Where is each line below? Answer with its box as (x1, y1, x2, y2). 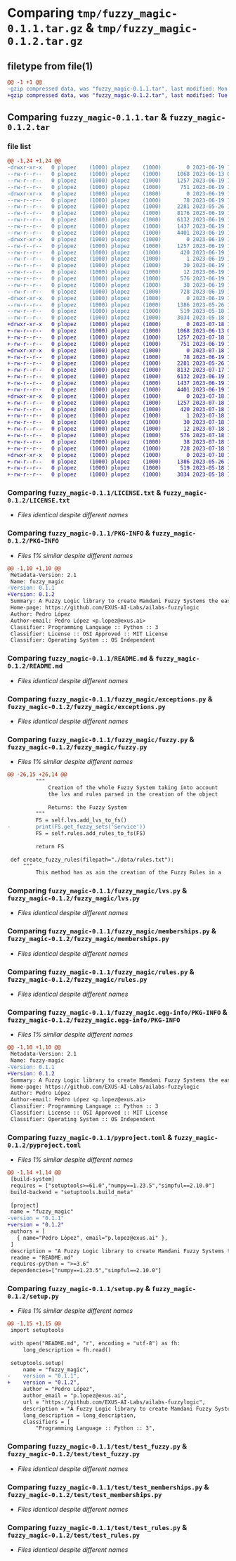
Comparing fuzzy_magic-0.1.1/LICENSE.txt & (7, 488, 162, 498)
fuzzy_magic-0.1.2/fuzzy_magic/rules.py (7, 976, 147, 983)
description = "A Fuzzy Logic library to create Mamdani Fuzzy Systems (10, 1248, 225, 1255)
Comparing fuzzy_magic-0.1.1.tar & (7, 111, 167, 124)
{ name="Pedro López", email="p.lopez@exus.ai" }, (16, 1234, 169, 1241)
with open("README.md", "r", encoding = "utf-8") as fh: (10, 1340, 181, 1347)
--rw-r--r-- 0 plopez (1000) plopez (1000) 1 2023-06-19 (7, 255, 225, 263)
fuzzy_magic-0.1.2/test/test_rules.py (7, 1531, 140, 1539)
